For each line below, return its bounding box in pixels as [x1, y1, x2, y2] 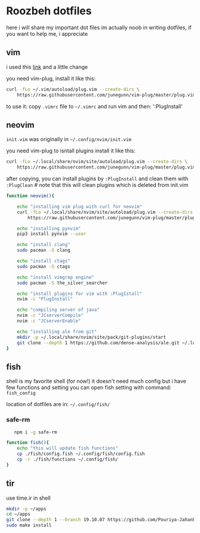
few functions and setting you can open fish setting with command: [6, 384, 171, 391]
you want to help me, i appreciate [6, 30, 88, 37]
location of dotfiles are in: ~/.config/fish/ [6, 401, 110, 408]
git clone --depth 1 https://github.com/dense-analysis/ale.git [17, 339, 180, 346]
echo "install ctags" [17, 258, 70, 264]
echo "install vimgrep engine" [17, 274, 95, 280]
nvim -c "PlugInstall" [17, 296, 73, 302]
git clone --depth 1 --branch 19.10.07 [6, 517, 105, 523]
